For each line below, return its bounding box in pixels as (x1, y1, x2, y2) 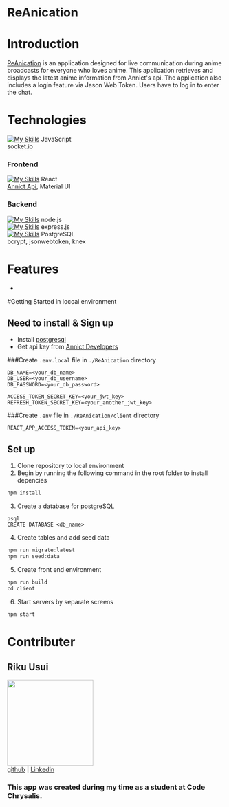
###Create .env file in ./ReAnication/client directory (7, 411, 160, 420)
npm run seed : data (7, 553, 60, 560)
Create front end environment (17, 565, 102, 573)
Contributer (7, 634, 76, 650)
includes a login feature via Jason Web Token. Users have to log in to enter (7, 81, 219, 89)
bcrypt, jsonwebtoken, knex (7, 237, 86, 245)
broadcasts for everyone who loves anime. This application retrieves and (7, 67, 213, 75)
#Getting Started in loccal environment (7, 297, 117, 305)
